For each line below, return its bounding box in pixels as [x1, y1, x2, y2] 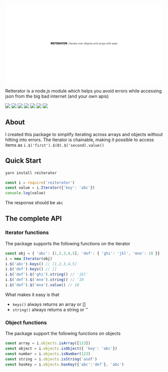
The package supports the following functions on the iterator [5, 240, 130, 246]
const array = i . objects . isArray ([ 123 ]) [5, 341, 91, 346]
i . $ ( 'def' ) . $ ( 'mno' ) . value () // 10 [5, 282, 79, 288]
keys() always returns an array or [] [12, 301, 86, 307]
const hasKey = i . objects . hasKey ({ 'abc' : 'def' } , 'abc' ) [5, 362, 124, 367]
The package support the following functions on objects [5, 330, 121, 336]
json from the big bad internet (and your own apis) [5, 93, 109, 99]
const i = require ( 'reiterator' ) [5, 180, 75, 185]
